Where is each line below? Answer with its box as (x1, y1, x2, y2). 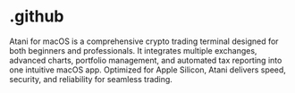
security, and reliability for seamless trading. (9, 73, 173, 84)
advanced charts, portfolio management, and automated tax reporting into (9, 55, 282, 65)
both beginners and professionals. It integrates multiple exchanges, (9, 45, 257, 55)
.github (9, 6, 64, 27)
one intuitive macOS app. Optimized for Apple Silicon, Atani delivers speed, (9, 64, 286, 75)
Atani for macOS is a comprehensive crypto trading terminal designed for (9, 36, 279, 46)
